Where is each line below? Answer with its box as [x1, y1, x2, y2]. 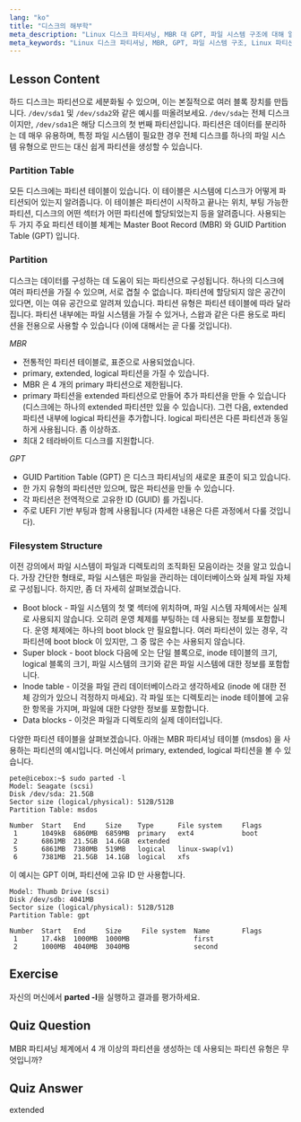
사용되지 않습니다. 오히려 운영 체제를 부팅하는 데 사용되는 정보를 [31, 613, 254, 624]
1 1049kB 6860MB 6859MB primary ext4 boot [13, 828, 258, 837]
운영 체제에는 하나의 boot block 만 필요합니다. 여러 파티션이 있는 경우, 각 [34, 625, 288, 636]
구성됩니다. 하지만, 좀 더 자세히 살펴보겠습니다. [18, 583, 182, 593]
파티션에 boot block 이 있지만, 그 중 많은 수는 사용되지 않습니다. [21, 636, 245, 646]
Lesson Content [9, 71, 100, 86]
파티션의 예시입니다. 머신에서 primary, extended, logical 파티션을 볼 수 [32, 744, 282, 755]
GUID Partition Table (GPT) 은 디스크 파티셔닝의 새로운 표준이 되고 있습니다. [21, 471, 291, 482]
